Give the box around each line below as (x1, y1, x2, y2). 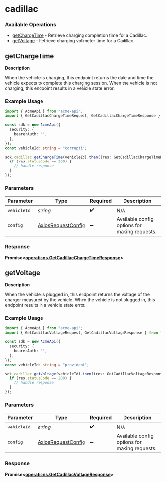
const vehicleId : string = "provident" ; (5, 362, 90, 367)
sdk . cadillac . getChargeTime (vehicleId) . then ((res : (5, 155, 112, 160)
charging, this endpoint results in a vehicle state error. (5, 85, 115, 91)
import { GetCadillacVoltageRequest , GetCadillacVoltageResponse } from (5, 330, 158, 335)
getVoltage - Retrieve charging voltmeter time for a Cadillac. (12, 38, 135, 44)
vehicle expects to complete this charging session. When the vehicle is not (5, 80, 157, 86)
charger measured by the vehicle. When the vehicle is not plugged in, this (5, 297, 155, 303)
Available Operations (5, 21, 57, 28)
